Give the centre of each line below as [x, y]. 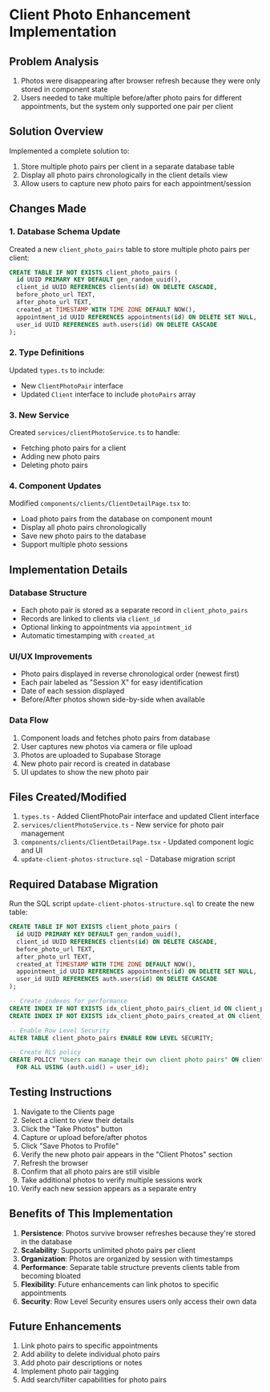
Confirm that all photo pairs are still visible [90, 1171]
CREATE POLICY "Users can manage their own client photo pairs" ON [124, 1060]
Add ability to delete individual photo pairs [90, 1354]
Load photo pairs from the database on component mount [117, 519]
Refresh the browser [54, 1162]
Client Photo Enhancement [100, 15]
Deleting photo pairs [54, 465]
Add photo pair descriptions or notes [81, 1363]
